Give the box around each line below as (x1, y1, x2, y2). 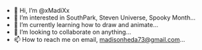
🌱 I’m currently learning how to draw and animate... (13, 21, 159, 28)
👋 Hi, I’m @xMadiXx (13, 7, 70, 14)
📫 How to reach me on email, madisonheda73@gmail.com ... (13, 36, 186, 43)
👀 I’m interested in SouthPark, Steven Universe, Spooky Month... (13, 14, 196, 22)
